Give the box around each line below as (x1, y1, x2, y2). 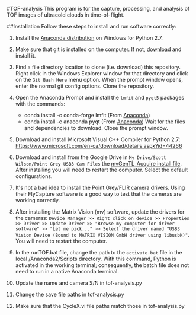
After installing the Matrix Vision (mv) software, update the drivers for (15, 208, 185, 215)
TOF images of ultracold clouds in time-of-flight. (7, 11, 125, 18)
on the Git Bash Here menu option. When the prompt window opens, (15, 77, 183, 83)
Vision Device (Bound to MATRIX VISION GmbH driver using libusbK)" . (15, 231, 190, 238)
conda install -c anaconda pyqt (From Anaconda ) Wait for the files (24, 118, 185, 125)
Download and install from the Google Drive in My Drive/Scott (15, 154, 166, 161)
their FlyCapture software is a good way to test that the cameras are (15, 190, 182, 198)
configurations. (15, 173, 53, 180)
